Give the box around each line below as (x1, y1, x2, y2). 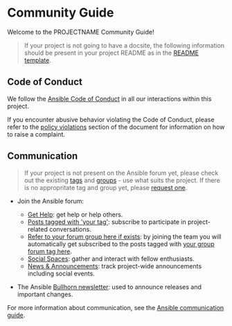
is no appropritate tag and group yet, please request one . (24, 183, 188, 191)
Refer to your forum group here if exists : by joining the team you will (27, 232, 222, 241)
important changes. (17, 290, 73, 298)
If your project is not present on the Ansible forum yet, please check (24, 169, 219, 177)
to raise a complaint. (7, 130, 66, 138)
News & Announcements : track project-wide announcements (27, 261, 202, 270)
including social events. (27, 269, 95, 277)
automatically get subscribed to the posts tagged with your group (27, 239, 215, 248)
